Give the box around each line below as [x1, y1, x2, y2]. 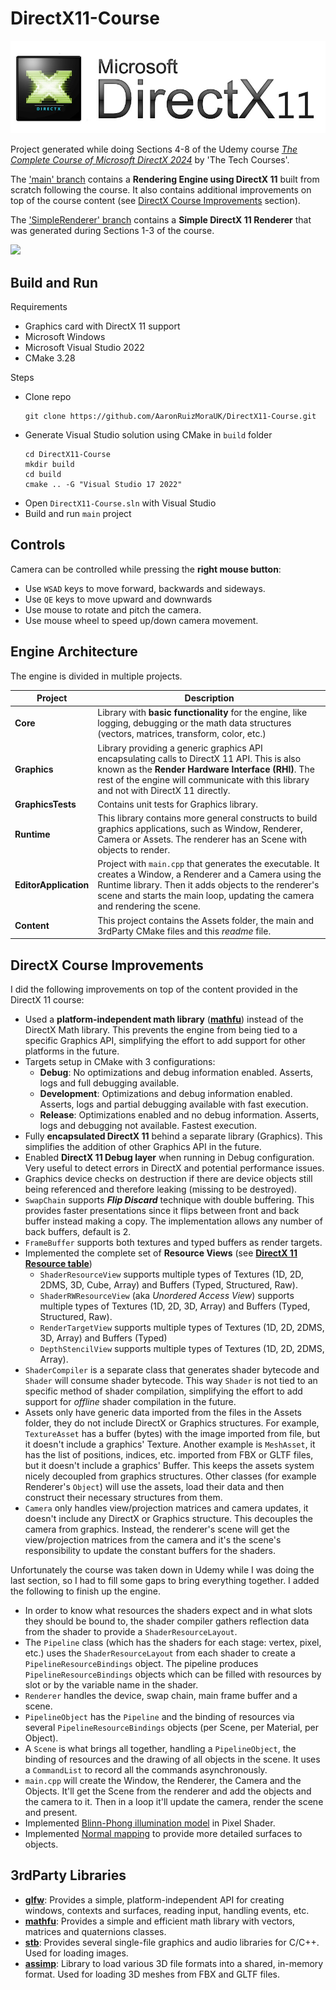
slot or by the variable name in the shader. [24, 1678, 199, 1691]
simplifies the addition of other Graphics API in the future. [24, 1140, 262, 1152]
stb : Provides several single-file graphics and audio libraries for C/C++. [24, 1936, 320, 1948]
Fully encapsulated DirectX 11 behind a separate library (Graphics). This [24, 1130, 323, 1142]
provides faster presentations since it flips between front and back [24, 1204, 300, 1216]
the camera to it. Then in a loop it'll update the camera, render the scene [24, 1795, 324, 1807]
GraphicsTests [14, 798, 77, 810]
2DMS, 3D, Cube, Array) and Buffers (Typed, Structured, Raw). [39, 1278, 298, 1291]
